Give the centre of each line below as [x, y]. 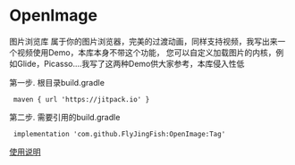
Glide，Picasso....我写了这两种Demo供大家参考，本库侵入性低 [131, 63]
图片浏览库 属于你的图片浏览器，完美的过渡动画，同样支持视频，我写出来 [143, 41]
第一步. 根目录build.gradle [57, 82]
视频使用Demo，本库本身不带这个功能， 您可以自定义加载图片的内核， [146, 52]
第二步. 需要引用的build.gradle [65, 117]
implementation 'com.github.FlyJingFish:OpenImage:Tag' [119, 134]
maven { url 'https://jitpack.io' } [81, 99]
